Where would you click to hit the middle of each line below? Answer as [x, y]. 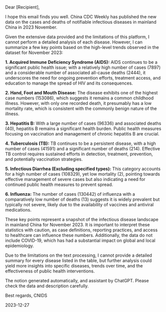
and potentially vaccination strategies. [44, 159]
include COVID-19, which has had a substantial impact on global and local [80, 240]
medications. [18, 210]
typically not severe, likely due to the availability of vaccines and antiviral [80, 204]
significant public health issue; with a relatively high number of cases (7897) [83, 67]
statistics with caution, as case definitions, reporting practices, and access [81, 230]
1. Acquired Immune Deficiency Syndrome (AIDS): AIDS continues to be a [81, 62]
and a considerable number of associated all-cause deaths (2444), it [75, 73]
